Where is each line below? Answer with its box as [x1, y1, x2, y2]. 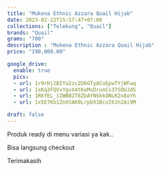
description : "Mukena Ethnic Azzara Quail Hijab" [7, 42, 155, 49]
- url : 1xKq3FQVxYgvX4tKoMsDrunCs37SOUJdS [13, 86, 136, 93]
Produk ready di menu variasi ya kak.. [7, 130, 114, 138]
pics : [13, 73, 29, 80]
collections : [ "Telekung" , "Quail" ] [7, 23, 112, 29]
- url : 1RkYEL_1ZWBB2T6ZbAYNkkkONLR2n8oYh [13, 93, 136, 99]
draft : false [7, 111, 45, 119]
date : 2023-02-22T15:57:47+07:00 [7, 16, 103, 23]
